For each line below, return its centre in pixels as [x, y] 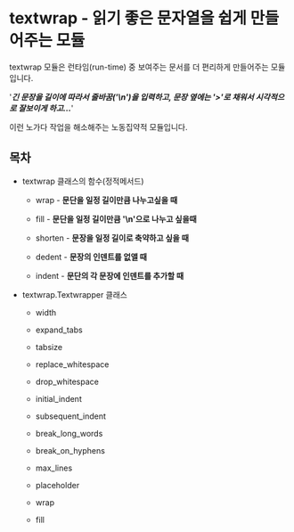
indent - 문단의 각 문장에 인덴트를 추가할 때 [110, 275]
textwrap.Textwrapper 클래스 [74, 294]
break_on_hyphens [70, 450]
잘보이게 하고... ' [46, 108]
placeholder [57, 485]
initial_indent [58, 398]
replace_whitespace [72, 364]
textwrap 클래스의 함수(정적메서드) [83, 181]
